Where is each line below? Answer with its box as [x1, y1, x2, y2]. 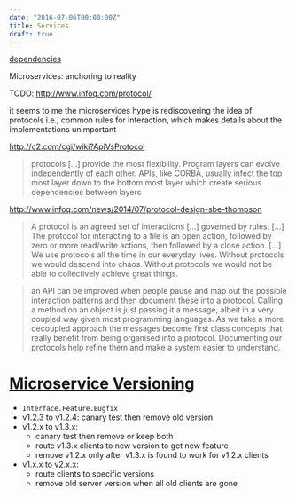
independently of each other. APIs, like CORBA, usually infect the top [30, 168, 283, 178]
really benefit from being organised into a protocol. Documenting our [30, 333, 283, 343]
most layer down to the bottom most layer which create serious [30, 177, 262, 188]
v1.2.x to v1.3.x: [21, 422, 78, 432]
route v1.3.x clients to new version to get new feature [35, 440, 229, 451]
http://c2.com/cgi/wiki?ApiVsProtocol [9, 141, 145, 152]
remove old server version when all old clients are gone [35, 478, 238, 489]
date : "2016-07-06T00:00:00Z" [9, 12, 121, 22]
